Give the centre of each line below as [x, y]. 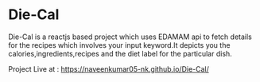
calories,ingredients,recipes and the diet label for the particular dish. [120, 53]
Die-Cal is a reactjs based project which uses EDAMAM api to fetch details [130, 37]
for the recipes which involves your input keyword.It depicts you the [119, 45]
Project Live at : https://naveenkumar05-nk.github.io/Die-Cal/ [109, 68]
